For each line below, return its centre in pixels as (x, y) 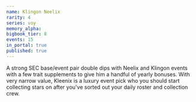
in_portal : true (26, 46)
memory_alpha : (24, 28)
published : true (26, 51)
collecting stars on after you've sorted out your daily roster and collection (97, 87)
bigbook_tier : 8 (26, 34)
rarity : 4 (19, 17)
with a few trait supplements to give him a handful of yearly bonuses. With (98, 74)
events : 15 (20, 40)
